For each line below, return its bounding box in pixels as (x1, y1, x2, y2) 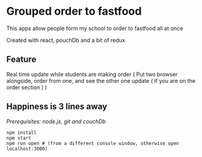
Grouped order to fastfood (6, 4, 142, 18)
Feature (6, 54, 37, 65)
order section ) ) (6, 83, 47, 91)
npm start (6, 135, 32, 141)
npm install (6, 129, 37, 136)
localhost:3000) (6, 145, 48, 151)
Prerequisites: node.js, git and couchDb (6, 118, 106, 125)
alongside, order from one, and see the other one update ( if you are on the (6, 77, 196, 84)
